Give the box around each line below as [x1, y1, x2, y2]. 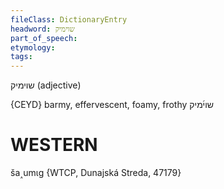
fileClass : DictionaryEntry [10, 14, 128, 25]
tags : [10, 52, 33, 62]
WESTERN [10, 134, 98, 156]
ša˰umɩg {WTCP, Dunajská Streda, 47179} [10, 167, 182, 179]
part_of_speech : [10, 33, 78, 43]
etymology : [10, 42, 56, 53]
